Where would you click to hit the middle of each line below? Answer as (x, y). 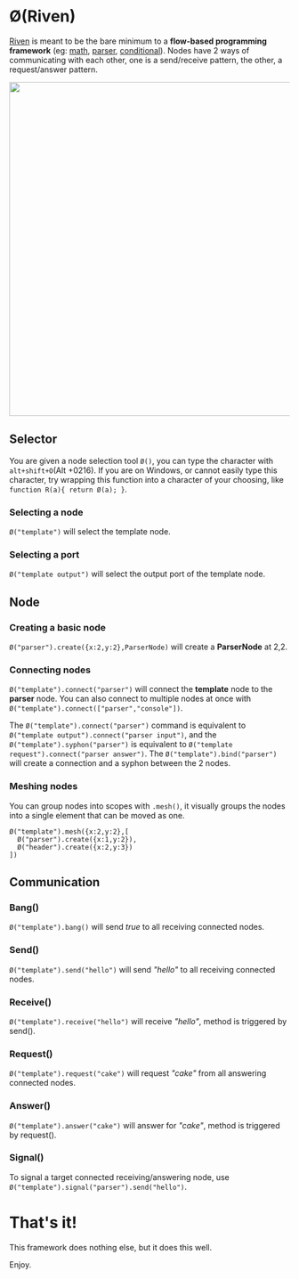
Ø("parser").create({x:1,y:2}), (77, 839)
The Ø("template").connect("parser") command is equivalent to (128, 725)
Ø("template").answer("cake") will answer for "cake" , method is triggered (145, 1125)
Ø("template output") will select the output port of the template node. (137, 574)
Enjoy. (20, 1264)
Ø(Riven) (43, 16)
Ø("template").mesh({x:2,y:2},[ (69, 831)
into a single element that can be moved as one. (97, 815)
